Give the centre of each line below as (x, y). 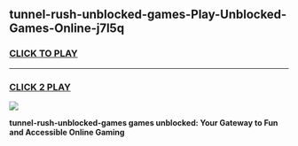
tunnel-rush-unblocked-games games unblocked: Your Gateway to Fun (144, 122)
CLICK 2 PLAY (40, 87)
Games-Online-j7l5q (67, 29)
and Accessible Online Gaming (67, 132)
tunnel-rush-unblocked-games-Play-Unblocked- (148, 15)
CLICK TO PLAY (43, 54)
